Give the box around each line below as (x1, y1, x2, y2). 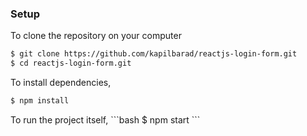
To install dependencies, (10, 77, 112, 89)
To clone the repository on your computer (10, 30, 182, 42)
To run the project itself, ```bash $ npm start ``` (10, 113, 201, 126)
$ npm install (10, 96, 70, 106)
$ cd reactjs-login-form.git (10, 58, 132, 69)
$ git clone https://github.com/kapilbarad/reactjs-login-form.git (10, 49, 298, 59)
